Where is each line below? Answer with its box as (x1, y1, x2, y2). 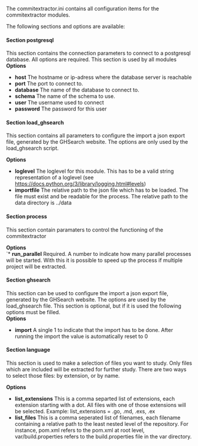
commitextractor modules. (6, 11, 70, 18)
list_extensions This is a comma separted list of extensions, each (14, 395, 176, 403)
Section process (6, 213, 47, 220)
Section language (6, 346, 50, 353)
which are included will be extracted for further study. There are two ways (6, 366, 187, 373)
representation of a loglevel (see (14, 174, 94, 181)
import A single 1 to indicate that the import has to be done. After (14, 326, 173, 333)
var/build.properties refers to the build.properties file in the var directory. (14, 433, 192, 440)
